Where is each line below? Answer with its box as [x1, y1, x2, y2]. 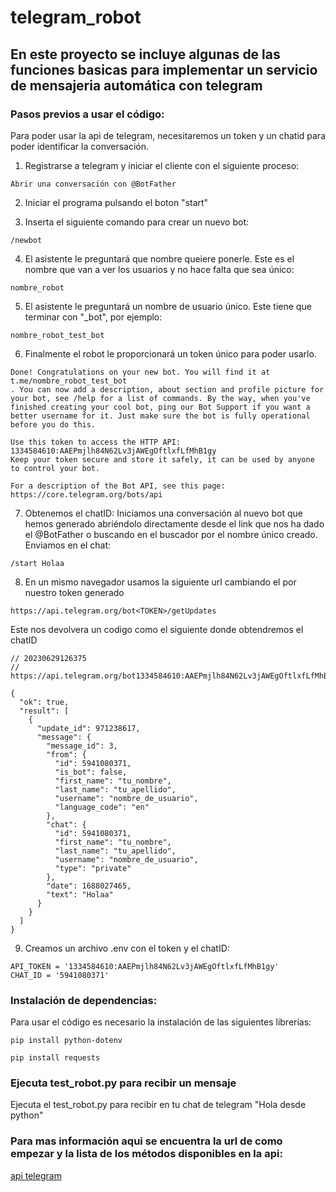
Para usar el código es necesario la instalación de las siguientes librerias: [10, 1016, 312, 1028]
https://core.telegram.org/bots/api [10, 489, 163, 500]
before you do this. [10, 419, 97, 430]
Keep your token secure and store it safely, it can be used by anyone [10, 454, 315, 465]
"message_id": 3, [46, 741, 118, 751]
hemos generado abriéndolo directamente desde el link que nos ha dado [24, 517, 325, 530]
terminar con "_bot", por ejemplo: [24, 311, 163, 323]
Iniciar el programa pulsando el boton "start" [24, 196, 209, 208]
